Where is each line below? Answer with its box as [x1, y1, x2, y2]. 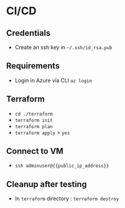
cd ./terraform [14, 111, 53, 117]
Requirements [6, 61, 60, 71]
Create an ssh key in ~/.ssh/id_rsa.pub [14, 44, 112, 51]
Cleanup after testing [6, 179, 87, 189]
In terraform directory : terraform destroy [14, 195, 120, 202]
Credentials [6, 28, 51, 38]
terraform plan [14, 123, 53, 129]
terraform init [14, 117, 53, 123]
